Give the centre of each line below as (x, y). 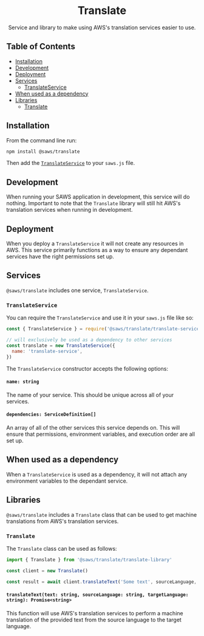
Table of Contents (41, 47)
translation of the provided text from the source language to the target (94, 620)
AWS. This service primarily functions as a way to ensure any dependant (97, 250)
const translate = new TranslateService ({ (61, 345)
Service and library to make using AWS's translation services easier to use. (102, 27)
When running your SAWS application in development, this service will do (98, 197)
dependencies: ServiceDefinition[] (51, 414)
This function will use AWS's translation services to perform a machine (95, 613)
